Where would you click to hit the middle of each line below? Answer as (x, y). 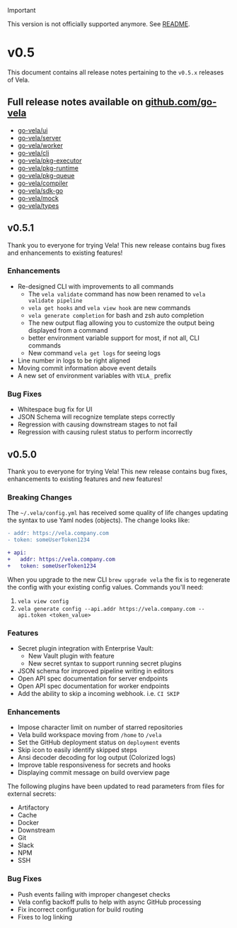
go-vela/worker (40, 145)
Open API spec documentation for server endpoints (93, 678)
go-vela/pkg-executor (50, 160)
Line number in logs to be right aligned (74, 360)
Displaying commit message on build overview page (93, 773)
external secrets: (32, 794)
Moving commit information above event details (87, 368)
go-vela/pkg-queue (46, 175)
